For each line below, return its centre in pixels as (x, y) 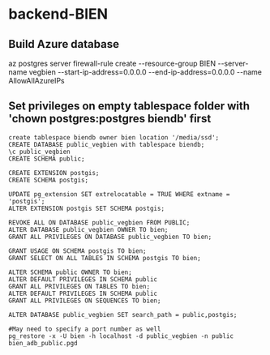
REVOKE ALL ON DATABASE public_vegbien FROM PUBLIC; (99, 222)
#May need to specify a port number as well (85, 329)
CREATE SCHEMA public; (47, 159)
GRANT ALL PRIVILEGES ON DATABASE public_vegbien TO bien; (110, 237)
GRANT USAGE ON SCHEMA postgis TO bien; (78, 251)
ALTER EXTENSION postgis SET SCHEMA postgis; (86, 208)
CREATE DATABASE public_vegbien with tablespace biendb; (107, 144)
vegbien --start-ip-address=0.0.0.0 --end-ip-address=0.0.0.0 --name (145, 72)
